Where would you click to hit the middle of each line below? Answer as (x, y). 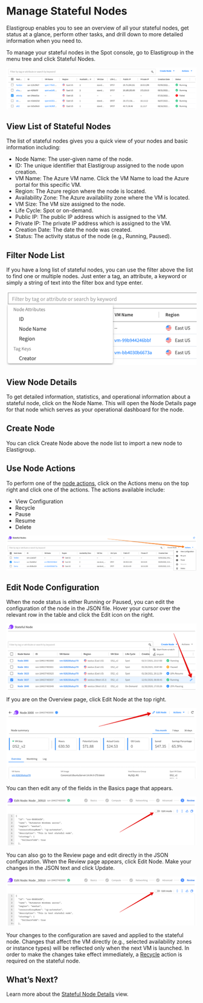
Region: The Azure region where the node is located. (81, 191)
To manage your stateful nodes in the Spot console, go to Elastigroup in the (100, 52)
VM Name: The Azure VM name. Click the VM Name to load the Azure (102, 178)
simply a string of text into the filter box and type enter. (75, 283)
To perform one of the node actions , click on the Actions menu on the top (98, 483)
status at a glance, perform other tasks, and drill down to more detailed (95, 34)
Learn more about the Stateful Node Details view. (67, 994)
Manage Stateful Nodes (67, 11)
